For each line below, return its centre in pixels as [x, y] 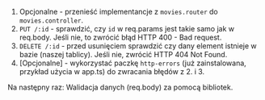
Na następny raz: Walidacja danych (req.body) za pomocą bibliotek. [120, 87]
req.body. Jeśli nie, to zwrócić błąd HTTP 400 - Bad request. [120, 37]
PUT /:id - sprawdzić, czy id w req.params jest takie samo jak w [127, 29]
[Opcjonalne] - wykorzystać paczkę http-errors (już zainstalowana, [133, 63]
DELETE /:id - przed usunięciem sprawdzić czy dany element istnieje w [138, 46]
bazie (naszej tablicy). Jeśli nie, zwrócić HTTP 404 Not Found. [123, 54]
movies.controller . [51, 20]
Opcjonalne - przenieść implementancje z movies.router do [119, 12]
